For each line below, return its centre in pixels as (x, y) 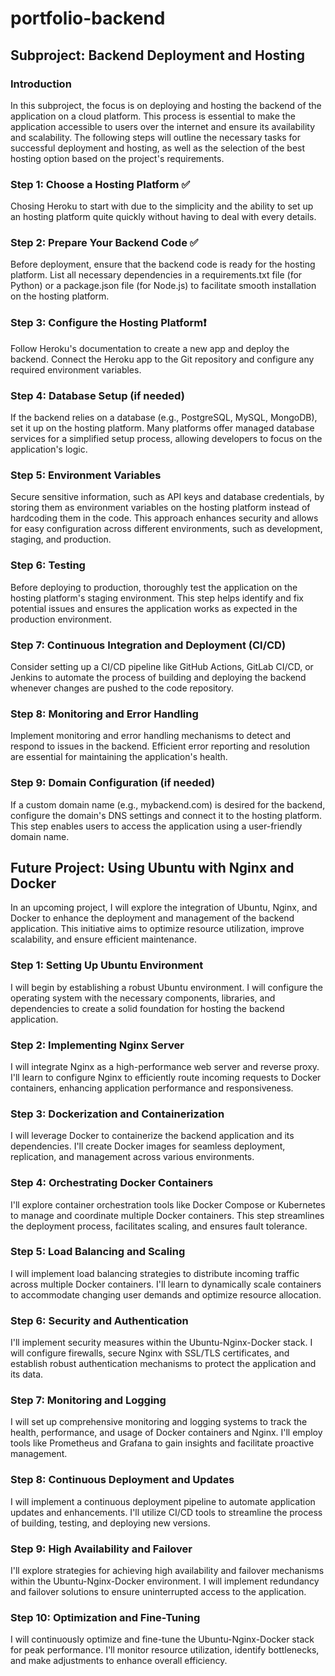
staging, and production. (61, 539)
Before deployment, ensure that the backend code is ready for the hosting (163, 264)
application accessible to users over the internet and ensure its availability (163, 126)
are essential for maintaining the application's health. (119, 757)
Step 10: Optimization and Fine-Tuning (105, 1617)
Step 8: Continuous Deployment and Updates (122, 1480)
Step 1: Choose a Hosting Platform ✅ (100, 184)
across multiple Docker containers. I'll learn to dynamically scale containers (166, 1284)
